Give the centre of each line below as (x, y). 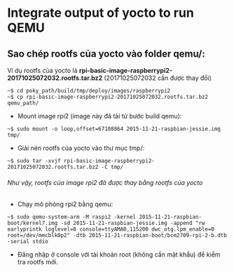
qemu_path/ (23, 103)
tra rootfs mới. (37, 262)
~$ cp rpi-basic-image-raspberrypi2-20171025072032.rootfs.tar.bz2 (108, 97)
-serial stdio (28, 242)
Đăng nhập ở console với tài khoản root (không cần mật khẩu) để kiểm (119, 254)
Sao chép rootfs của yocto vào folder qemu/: (106, 54)
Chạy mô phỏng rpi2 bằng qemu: (65, 204)
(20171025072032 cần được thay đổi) (158, 78)
